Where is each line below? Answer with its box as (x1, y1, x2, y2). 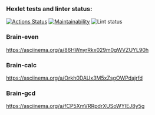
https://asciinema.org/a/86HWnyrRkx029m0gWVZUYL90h (6, 46, 149, 53)
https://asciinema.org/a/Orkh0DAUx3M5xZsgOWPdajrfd (6, 74, 143, 81)
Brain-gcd (6, 89, 36, 97)
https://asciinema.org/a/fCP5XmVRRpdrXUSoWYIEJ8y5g (6, 103, 145, 110)
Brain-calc (6, 61, 37, 69)
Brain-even (6, 33, 39, 41)
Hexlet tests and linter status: (6, 5, 93, 13)
